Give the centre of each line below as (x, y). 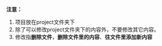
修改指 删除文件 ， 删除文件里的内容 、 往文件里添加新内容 (83, 37)
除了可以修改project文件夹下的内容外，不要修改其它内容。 (87, 30)
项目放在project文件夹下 (45, 22)
